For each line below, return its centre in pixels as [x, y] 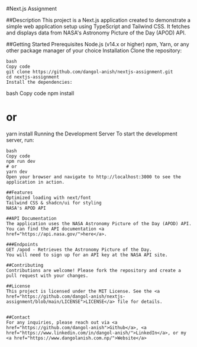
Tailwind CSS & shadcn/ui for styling [54, 203]
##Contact [18, 317]
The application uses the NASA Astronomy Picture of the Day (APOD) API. [99, 223]
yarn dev [17, 172]
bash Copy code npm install [40, 93]
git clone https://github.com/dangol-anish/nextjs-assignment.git [90, 72]
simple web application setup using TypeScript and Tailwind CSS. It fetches [98, 26]
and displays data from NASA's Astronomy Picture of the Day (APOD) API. [96, 33]
